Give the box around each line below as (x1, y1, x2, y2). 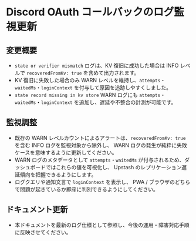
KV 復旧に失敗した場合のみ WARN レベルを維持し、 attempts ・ (14, 77, 166, 83)
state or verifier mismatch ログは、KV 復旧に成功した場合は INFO (14, 62, 179, 69)
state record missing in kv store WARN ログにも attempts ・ (14, 92, 166, 98)
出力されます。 (103, 69, 140, 76)
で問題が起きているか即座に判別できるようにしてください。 (14, 186, 158, 193)
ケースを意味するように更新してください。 (14, 149, 117, 156)
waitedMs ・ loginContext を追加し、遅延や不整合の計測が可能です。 (14, 99, 177, 106)
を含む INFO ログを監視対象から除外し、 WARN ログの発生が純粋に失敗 (14, 142, 188, 149)
